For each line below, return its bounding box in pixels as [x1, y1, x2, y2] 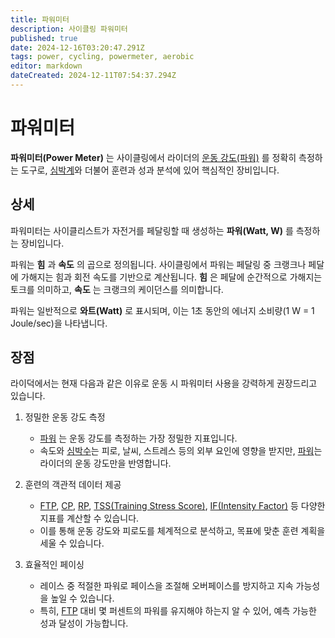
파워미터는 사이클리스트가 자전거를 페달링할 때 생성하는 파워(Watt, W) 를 [10, 224, 294, 236]
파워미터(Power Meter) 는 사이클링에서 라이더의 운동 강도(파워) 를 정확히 [10, 151, 297, 163]
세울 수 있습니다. [39, 537, 105, 550]
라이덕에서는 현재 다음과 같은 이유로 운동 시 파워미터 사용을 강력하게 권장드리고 [10, 377, 318, 390]
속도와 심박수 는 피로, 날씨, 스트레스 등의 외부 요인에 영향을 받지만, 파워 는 [39, 445, 323, 457]
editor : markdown [10, 61, 83, 71]
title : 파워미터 [10, 14, 70, 25]
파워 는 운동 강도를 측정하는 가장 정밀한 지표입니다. [39, 432, 238, 445]
